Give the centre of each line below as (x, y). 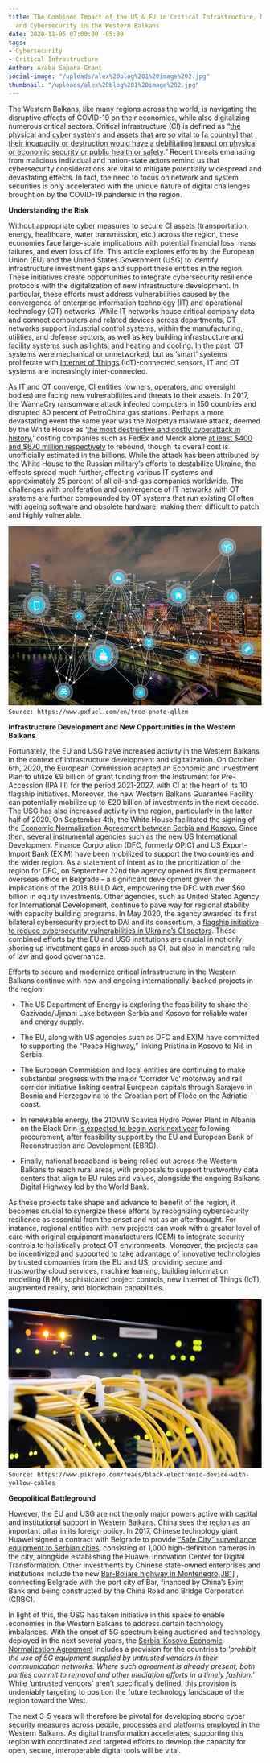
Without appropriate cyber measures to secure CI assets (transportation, (129, 225)
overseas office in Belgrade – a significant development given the (117, 879)
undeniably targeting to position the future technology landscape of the (127, 1691)
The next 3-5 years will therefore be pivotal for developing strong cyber (127, 1716)
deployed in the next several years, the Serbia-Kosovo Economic (115, 1640)
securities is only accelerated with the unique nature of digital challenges (129, 186)
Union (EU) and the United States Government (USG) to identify (113, 260)
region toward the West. (48, 1700)
